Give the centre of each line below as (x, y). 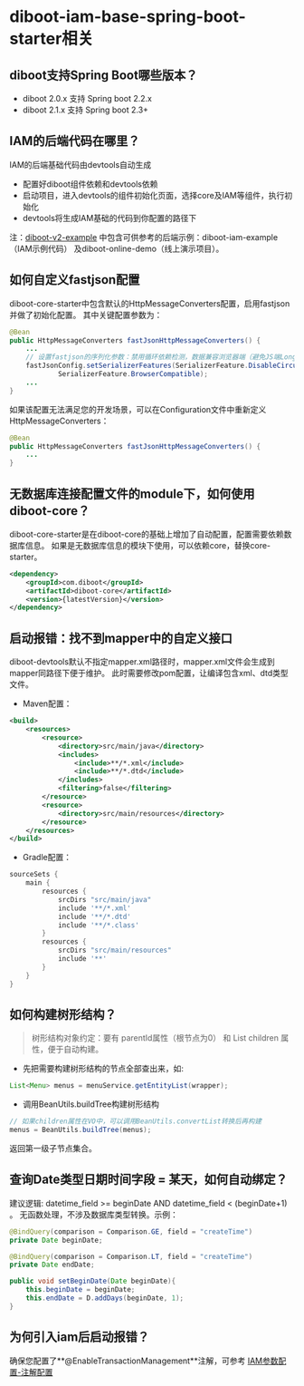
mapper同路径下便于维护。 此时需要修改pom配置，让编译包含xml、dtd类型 (149, 674)
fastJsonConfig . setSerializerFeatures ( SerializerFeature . (137, 366)
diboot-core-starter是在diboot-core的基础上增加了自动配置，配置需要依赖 (147, 534)
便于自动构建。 (76, 1050)
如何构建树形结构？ (63, 1014)
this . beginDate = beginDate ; (81, 1290)
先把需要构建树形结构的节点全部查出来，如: (103, 1069)
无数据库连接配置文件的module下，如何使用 (132, 494)
